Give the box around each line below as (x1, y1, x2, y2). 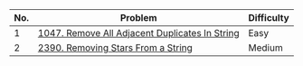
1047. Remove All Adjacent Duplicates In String (37, 27, 240, 39)
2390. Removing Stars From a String (37, 42, 193, 53)
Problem (119, 12, 157, 24)
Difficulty (248, 12, 289, 24)
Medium (248, 42, 283, 53)
